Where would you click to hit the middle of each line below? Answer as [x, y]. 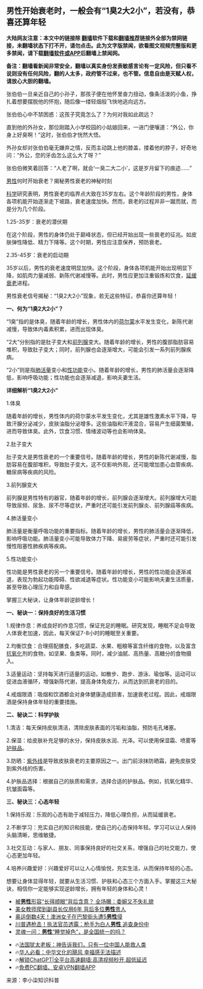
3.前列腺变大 [22, 485]
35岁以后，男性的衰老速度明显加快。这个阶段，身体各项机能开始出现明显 [97, 267]
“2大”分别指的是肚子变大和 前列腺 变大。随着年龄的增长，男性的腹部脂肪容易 [100, 342]
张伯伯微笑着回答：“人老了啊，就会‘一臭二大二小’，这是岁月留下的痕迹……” [99, 168]
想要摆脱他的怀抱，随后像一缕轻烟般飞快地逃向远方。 [83, 101]
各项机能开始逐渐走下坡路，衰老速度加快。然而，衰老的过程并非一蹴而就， [99, 201]
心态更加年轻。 [25, 855]
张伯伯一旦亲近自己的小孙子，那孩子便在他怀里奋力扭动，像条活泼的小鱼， [99, 94]
